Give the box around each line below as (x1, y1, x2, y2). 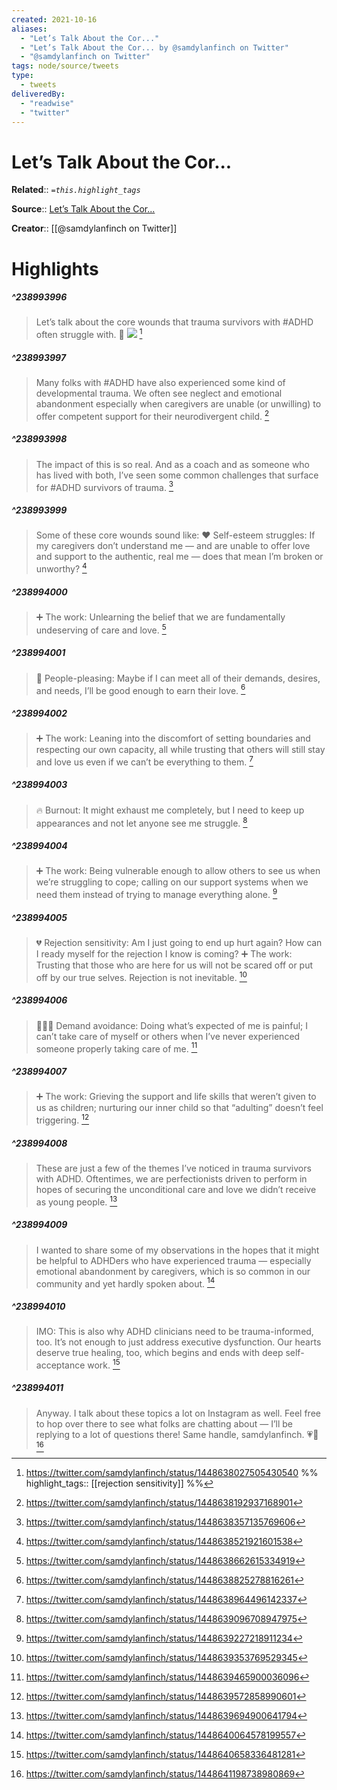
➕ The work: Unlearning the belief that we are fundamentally (35, 611, 286, 623)
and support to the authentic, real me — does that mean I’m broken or (35, 551, 324, 563)
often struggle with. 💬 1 (35, 327, 143, 341)
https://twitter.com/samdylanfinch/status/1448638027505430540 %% (25, 1466, 319, 1478)
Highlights (11, 257, 99, 280)
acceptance (35, 1359, 86, 1371)
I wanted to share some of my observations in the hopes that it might (35, 1244, 320, 1256)
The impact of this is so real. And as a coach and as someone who (35, 458, 311, 470)
